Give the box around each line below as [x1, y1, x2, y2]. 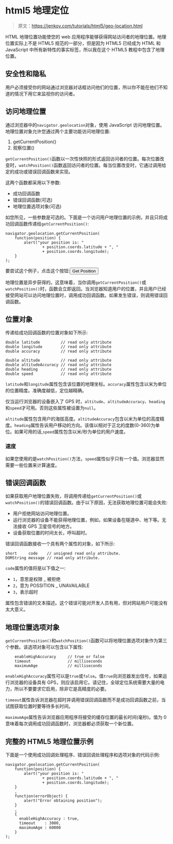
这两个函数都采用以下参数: [5, 179, 61, 185]
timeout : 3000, [19, 821, 61, 826]
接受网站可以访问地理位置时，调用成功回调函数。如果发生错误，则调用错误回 [5, 292, 168, 298]
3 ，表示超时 [12, 589, 38, 595]
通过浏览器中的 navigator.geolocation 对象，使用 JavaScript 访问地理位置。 [5, 122, 165, 128]
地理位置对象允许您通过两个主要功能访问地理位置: [5, 128, 111, 134]
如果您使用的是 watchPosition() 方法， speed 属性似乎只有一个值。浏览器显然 [5, 455, 165, 461]
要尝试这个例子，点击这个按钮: [5, 267, 71, 273]
